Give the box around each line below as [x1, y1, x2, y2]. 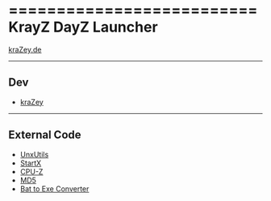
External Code [8, 128, 82, 142]
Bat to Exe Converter [19, 183, 90, 194]
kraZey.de [8, 44, 42, 54]
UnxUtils [19, 149, 49, 159]
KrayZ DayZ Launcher [8, 18, 159, 36]
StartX [19, 158, 42, 168]
